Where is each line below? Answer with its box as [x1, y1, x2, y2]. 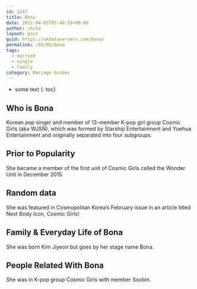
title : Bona [6, 14, 36, 20]
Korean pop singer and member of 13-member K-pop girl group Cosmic [6, 119, 181, 126]
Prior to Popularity [6, 149, 75, 159]
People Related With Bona [6, 260, 104, 271]
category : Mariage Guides [6, 70, 70, 76]
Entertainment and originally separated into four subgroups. [6, 131, 152, 139]
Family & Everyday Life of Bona [6, 227, 123, 238]
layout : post [6, 31, 39, 37]
